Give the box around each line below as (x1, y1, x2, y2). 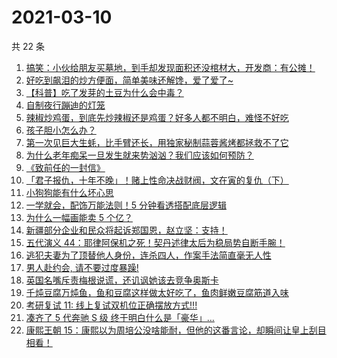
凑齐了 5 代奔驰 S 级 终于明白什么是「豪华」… (25, 311, 215, 323)
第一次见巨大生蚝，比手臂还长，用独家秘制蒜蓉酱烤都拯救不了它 (25, 136, 289, 148)
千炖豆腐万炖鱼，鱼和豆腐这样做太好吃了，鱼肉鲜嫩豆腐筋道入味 (25, 286, 289, 298)
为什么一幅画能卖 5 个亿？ (25, 211, 133, 223)
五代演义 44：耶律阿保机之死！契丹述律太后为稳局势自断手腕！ (25, 236, 286, 248)
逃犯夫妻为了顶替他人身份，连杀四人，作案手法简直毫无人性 (25, 249, 272, 261)
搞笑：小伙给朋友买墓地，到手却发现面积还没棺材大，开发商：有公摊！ (25, 61, 316, 73)
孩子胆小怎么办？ (25, 124, 97, 136)
